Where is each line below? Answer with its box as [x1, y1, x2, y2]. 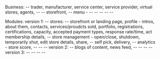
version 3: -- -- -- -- [5, 49, 46, 55]
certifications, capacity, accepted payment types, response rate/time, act [5, 29, 152, 34]
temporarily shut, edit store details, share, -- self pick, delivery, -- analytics [5, 39, 156, 45]
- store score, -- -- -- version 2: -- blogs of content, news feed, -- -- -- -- [5, 44, 153, 50]
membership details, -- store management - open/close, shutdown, [5, 34, 140, 40]
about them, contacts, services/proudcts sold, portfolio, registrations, [5, 24, 144, 29]
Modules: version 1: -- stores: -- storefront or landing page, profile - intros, [5, 19, 155, 24]
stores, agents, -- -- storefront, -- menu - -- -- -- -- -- [5, 9, 114, 15]
